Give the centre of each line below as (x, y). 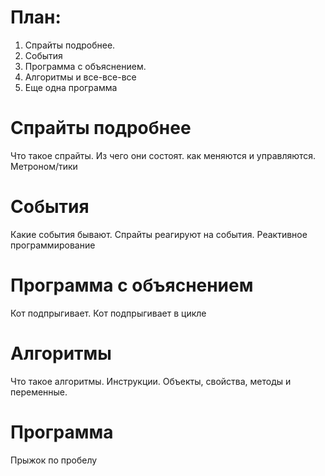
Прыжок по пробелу (54, 460)
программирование (53, 245)
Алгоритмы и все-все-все (80, 77)
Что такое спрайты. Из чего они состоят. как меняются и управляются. (163, 155)
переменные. (39, 392)
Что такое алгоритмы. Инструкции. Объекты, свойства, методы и (151, 381)
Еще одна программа (71, 87)
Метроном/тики (44, 166)
